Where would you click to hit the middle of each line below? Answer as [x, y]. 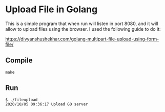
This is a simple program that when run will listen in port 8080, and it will [82, 24]
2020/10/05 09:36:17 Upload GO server [47, 104]
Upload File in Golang [51, 9]
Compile [19, 61]
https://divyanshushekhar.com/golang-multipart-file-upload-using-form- [82, 39]
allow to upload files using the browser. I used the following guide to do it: [83, 29]
